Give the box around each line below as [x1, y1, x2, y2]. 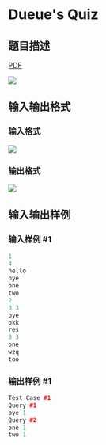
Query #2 [8, 416, 37, 424]
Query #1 [8, 401, 37, 409]
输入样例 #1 [8, 234, 51, 245]
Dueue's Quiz [8, 6, 99, 24]
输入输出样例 [8, 208, 71, 222]
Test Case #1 [8, 394, 51, 402]
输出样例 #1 [8, 375, 51, 386]
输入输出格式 [8, 101, 71, 114]
